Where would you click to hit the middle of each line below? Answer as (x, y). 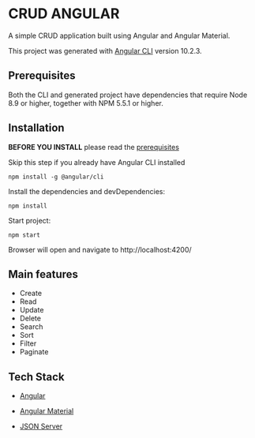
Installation (36, 128)
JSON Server (41, 426)
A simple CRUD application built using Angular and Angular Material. (119, 36)
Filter (28, 343)
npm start (24, 235)
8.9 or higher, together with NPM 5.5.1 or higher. (86, 103)
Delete (30, 318)
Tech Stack (36, 377)
